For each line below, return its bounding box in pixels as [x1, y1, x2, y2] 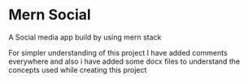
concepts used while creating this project [8, 64, 147, 74]
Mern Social [8, 6, 91, 24]
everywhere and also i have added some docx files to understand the [8, 56, 241, 66]
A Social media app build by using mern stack [8, 32, 162, 42]
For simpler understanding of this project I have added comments [8, 48, 228, 57]
